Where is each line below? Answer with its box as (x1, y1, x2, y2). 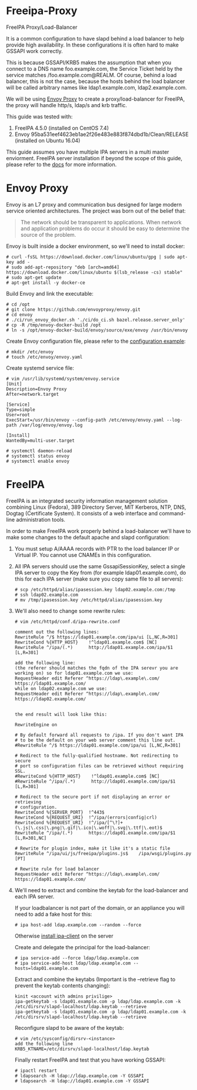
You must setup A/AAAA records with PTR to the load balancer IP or (14, 545, 179, 552)
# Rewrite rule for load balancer (14, 866, 99, 872)
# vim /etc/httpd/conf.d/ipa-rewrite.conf (14, 618, 121, 625)
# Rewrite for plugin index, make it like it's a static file (14, 845, 171, 852)
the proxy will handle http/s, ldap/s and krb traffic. (6, 101, 128, 108)
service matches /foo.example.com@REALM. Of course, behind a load (6, 71, 177, 78)
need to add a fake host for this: (14, 910, 92, 917)
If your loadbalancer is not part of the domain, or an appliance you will (14, 904, 185, 911)
